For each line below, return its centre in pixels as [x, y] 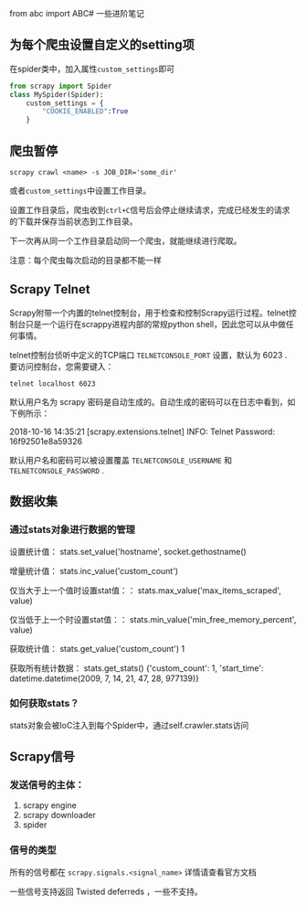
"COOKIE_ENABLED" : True [85, 112]
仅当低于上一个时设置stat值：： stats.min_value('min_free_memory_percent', [153, 619]
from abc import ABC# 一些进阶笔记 [77, 13]
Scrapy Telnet [50, 289]
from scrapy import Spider [61, 86]
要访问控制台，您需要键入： [62, 366]
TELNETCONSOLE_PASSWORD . [57, 470]
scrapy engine [50, 805]
